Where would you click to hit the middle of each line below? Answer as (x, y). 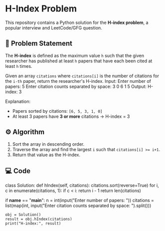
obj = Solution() (23, 215)
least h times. (19, 66)
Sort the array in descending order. (48, 144)
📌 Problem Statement (39, 44)
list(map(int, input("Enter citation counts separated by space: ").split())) (78, 206)
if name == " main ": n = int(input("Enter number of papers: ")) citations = (80, 201)
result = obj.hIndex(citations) (39, 219)
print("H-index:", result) (33, 224)
